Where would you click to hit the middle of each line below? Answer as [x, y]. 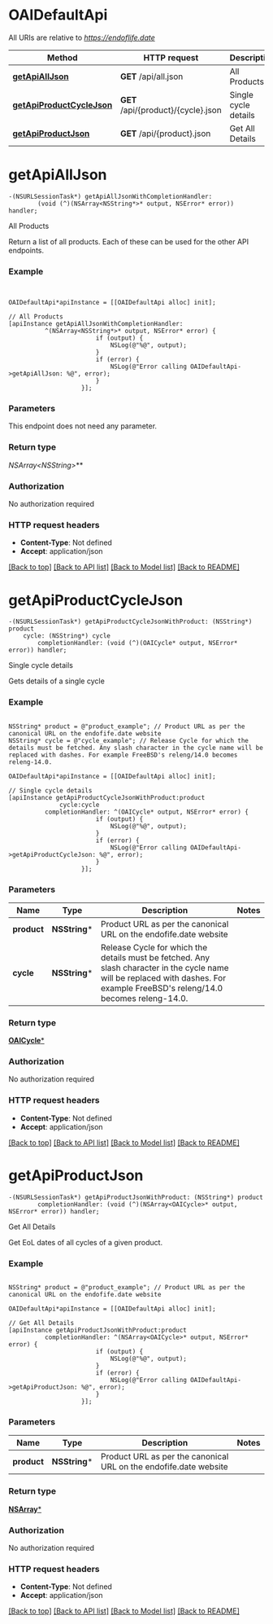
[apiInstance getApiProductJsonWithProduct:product [97, 1330]
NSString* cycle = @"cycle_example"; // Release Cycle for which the [129, 740]
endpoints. [26, 250]
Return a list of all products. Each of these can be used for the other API [129, 241]
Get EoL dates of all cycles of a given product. [86, 1242]
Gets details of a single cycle [57, 681]
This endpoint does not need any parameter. [82, 426]
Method [63, 57]
